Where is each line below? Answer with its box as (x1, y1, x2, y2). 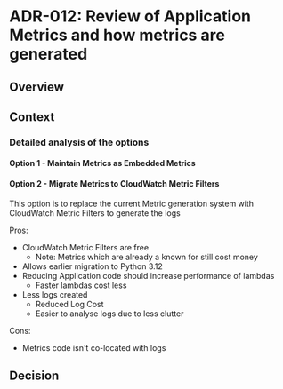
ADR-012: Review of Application (9, 6, 252, 27)
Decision (9, 369, 60, 384)
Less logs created (21, 289, 88, 299)
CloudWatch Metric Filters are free (21, 242, 150, 252)
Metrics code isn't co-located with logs (21, 342, 166, 353)
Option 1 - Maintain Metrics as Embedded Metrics (9, 158, 196, 169)
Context (9, 109, 55, 124)
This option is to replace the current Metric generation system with (9, 198, 255, 209)
